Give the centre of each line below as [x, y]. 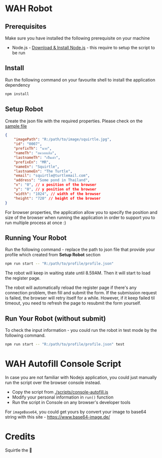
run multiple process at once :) [36, 223]
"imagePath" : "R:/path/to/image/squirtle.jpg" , [63, 139]
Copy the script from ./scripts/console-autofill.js [60, 392]
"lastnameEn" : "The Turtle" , [43, 171]
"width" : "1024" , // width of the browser [57, 194]
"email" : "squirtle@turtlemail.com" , [52, 176]
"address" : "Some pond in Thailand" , [52, 180]
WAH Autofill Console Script [63, 364]
